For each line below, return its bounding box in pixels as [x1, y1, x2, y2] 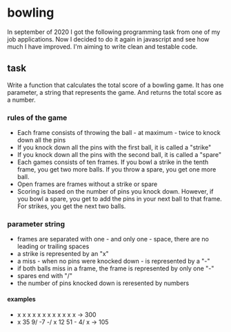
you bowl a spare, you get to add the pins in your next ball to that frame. [17, 195, 222, 203]
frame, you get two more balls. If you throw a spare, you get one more [17, 165, 217, 174]
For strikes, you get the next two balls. [17, 202, 126, 210]
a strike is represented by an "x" [17, 250, 109, 258]
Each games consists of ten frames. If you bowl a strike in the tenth [17, 158, 209, 167]
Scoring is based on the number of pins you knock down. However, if [17, 187, 214, 196]
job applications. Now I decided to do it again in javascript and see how [7, 35, 210, 43]
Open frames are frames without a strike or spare [17, 180, 158, 188]
